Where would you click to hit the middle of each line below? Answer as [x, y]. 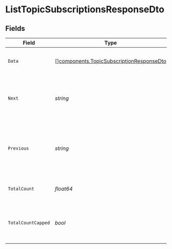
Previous [18, 148]
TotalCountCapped [29, 223]
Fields [15, 28]
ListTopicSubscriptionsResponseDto [85, 9]
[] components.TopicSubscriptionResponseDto [110, 61]
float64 [64, 189]
